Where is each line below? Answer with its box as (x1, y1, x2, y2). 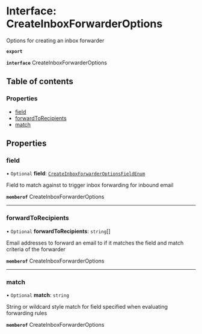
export (6, 48, 23, 55)
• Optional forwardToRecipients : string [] (6, 227, 111, 235)
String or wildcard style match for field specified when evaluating (6, 303, 168, 310)
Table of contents (6, 76, 73, 87)
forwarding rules (6, 309, 47, 317)
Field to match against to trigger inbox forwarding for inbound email (6, 181, 174, 189)
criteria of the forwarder (6, 245, 66, 253)
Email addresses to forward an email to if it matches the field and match (6, 239, 184, 246)
